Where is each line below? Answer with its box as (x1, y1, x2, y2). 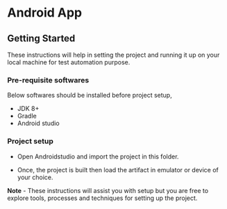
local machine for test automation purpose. (7, 58, 131, 66)
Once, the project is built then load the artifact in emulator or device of (17, 165, 219, 174)
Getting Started (7, 33, 76, 44)
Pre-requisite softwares (7, 75, 90, 84)
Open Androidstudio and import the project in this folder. (17, 152, 179, 161)
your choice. (17, 173, 53, 181)
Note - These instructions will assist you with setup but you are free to (7, 186, 209, 194)
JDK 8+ (17, 104, 40, 113)
